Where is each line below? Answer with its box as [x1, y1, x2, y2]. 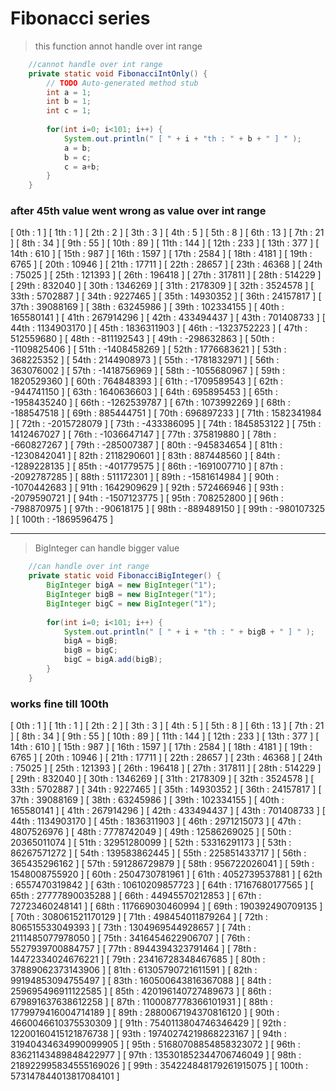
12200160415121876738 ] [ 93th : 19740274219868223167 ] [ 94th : [10, 1028, 287, 1040]
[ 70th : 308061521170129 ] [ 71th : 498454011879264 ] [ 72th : [10, 911, 268, 923]
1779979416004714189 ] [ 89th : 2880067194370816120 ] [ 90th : [10, 1007, 280, 1019]
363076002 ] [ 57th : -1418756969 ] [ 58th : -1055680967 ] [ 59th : [10, 365, 286, 377]
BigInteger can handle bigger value [34, 542, 180, 554]
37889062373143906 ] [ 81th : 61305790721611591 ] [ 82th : [10, 964, 258, 976]
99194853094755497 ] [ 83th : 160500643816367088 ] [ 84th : [10, 975, 272, 987]
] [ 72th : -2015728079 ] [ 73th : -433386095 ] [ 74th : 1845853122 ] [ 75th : [10, 418, 322, 430]
